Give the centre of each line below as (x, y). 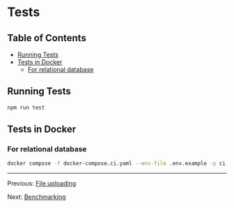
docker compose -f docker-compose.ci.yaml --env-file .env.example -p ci (117, 164)
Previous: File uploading (42, 184)
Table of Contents (47, 38)
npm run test (26, 107)
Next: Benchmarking (37, 197)
